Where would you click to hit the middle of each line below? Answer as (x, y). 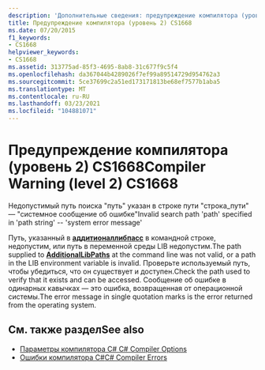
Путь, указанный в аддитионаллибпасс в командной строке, (112, 237)
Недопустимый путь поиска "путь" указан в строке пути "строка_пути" (129, 206)
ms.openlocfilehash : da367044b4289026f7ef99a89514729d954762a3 (114, 74)
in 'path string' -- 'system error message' (75, 222)
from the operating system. (52, 304)
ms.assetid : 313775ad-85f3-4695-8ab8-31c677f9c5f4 (93, 67)
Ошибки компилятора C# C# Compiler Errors (93, 357)
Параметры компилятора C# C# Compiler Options (103, 349)
